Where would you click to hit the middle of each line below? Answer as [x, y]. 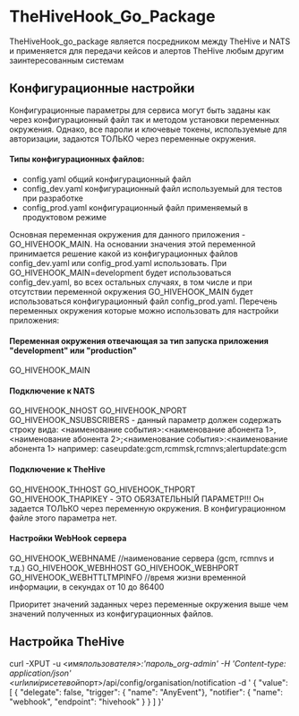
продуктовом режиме [64, 217]
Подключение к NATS [52, 391]
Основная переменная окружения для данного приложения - [128, 234]
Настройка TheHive [67, 642]
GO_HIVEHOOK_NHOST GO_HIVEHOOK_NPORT [98, 410]
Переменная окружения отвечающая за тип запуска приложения [139, 341]
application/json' [40, 673]
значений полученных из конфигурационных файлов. [111, 613]
